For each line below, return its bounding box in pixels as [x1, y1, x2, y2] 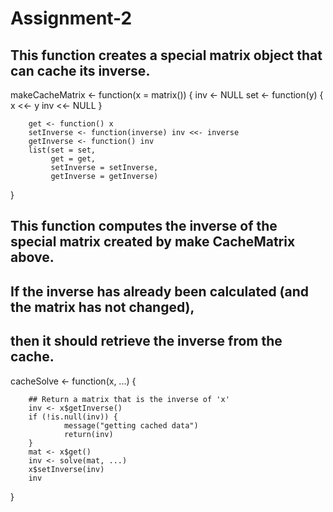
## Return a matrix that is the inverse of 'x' [28, 394, 230, 404]
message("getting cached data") [63, 420, 199, 431]
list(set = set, [28, 145, 97, 155]
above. [10, 249, 55, 266]
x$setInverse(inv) [28, 464, 105, 474]
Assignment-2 [10, 7, 133, 30]
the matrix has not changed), [10, 298, 195, 316]
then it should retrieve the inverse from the [10, 333, 283, 350]
